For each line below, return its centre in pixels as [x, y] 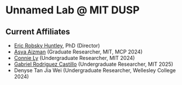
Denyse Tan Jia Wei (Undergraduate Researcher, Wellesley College [95, 70]
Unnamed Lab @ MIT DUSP [73, 10]
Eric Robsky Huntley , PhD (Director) [57, 45]
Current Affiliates [38, 32]
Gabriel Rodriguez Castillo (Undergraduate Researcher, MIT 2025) [94, 64]
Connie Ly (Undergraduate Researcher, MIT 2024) [74, 58]
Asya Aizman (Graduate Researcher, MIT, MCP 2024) [78, 52]
